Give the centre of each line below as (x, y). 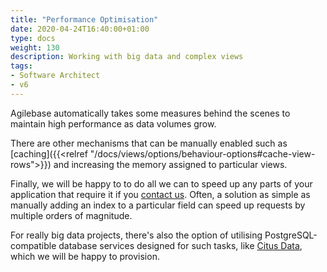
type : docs (33, 38)
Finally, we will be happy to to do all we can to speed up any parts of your (161, 183)
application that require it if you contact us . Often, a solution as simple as (160, 194)
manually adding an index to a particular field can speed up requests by (158, 205)
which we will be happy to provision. (85, 256)
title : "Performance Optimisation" (84, 19)
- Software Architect (55, 76)
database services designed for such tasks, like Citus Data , (180, 245)
